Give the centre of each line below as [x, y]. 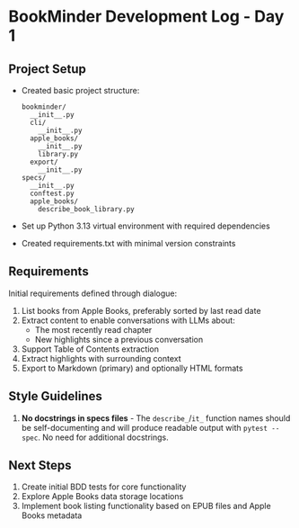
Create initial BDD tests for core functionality [104, 487]
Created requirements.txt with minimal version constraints [128, 243]
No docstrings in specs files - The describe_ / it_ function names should [156, 418]
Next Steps [40, 465]
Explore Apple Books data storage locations [102, 497]
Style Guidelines [55, 396]
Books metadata [52, 515]
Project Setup [48, 69]
